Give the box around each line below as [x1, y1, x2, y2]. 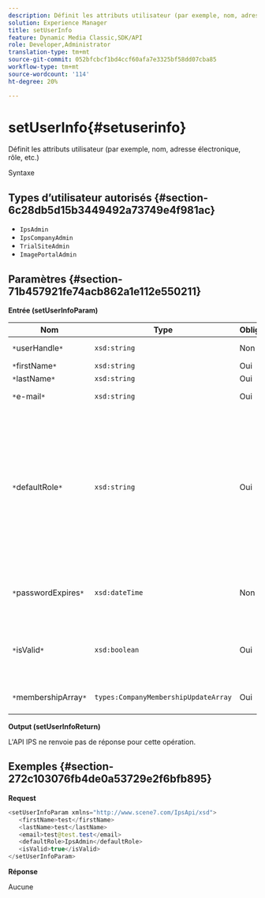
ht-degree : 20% [8, 77, 58, 85]
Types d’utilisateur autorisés [8, 191, 152, 204]
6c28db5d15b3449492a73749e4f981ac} [8, 203, 215, 217]
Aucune [8, 882, 34, 892]
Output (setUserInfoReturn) [8, 722, 101, 731]
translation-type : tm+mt [8, 48, 90, 56]
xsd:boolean [94, 645, 140, 655]
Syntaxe [8, 168, 35, 178]
